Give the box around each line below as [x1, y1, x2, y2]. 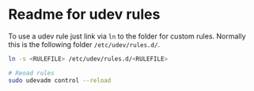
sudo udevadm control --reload [8, 76, 112, 84]
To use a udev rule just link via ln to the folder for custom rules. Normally [8, 31, 247, 41]
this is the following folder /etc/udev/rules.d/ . [8, 39, 161, 49]
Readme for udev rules [8, 5, 161, 24]
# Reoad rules [8, 69, 55, 77]
